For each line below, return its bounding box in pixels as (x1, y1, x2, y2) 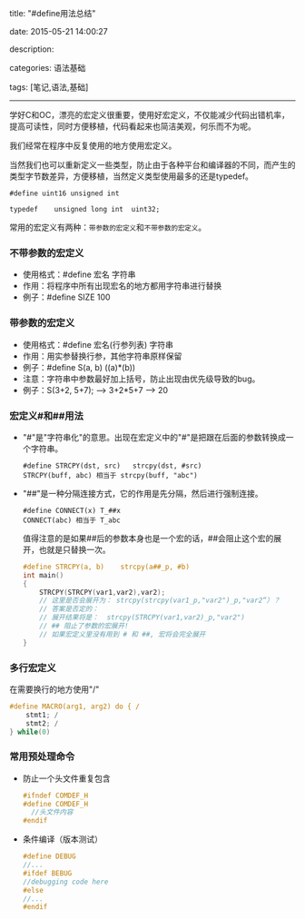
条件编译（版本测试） (22, 834, 103, 845)
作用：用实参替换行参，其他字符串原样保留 (22, 351, 182, 361)
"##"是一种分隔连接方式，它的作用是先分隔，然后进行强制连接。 (22, 488, 263, 499)
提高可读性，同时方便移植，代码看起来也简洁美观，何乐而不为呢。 (9, 121, 256, 132)
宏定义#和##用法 (9, 410, 84, 422)
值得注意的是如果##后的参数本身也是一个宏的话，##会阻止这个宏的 (22, 532, 274, 543)
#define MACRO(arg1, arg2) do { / (9, 702, 141, 711)
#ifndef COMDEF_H (22, 791, 89, 800)
